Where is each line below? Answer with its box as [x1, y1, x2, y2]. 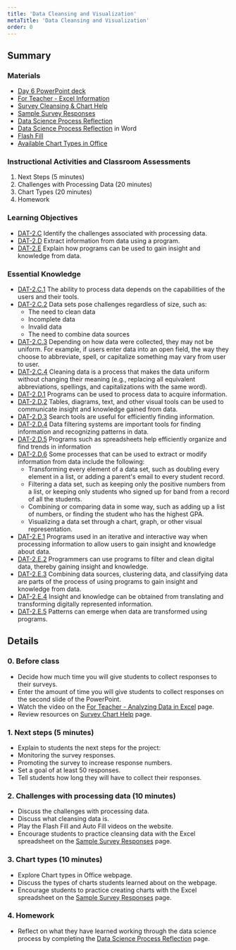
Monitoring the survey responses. [17, 750, 116, 759]
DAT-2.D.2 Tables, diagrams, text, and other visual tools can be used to [17, 397, 224, 406]
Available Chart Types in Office [17, 139, 108, 148]
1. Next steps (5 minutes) [7, 727, 94, 737]
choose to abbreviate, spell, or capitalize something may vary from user [17, 352, 226, 360]
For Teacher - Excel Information [17, 95, 110, 103]
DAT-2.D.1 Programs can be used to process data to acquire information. [17, 389, 228, 398]
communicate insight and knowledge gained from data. [17, 405, 178, 413]
